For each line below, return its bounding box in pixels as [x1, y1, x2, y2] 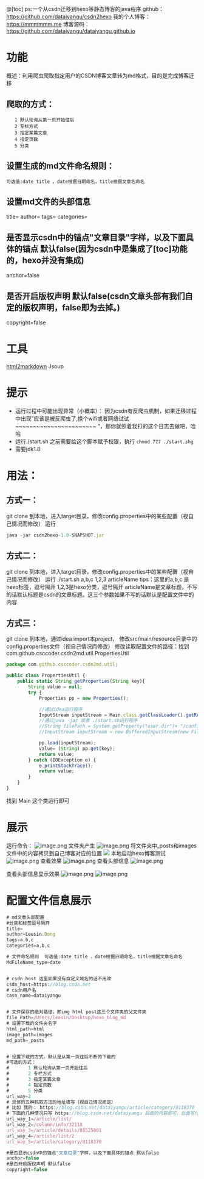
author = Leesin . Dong [6, 931, 56, 938]
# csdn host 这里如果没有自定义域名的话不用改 [6, 975, 112, 981]
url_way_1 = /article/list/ [6, 1116, 72, 1122]
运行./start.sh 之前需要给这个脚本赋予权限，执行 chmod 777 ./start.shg [15, 438, 194, 445]
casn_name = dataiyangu [6, 992, 61, 999]
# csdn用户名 [6, 987, 36, 993]
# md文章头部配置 [6, 914, 44, 921]
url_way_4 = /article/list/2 [6, 1133, 75, 1139]
